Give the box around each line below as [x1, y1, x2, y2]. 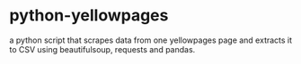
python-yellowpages [9, 5, 169, 26]
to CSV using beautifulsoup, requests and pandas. [9, 44, 196, 54]
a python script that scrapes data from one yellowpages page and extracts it [9, 35, 293, 45]
